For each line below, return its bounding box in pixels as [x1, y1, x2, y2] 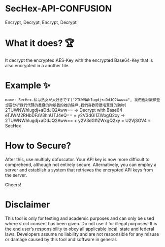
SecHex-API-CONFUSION [5, 3, 112, 14]
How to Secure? [5, 140, 71, 151]
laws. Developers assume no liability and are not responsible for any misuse [5, 231, 159, 237]
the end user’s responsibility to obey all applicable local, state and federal [5, 226, 154, 232]
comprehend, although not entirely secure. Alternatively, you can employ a [5, 162, 157, 167]
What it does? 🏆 [5, 38, 75, 49]
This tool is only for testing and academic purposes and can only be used [5, 215, 154, 221]
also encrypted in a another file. [5, 62, 70, 68]
